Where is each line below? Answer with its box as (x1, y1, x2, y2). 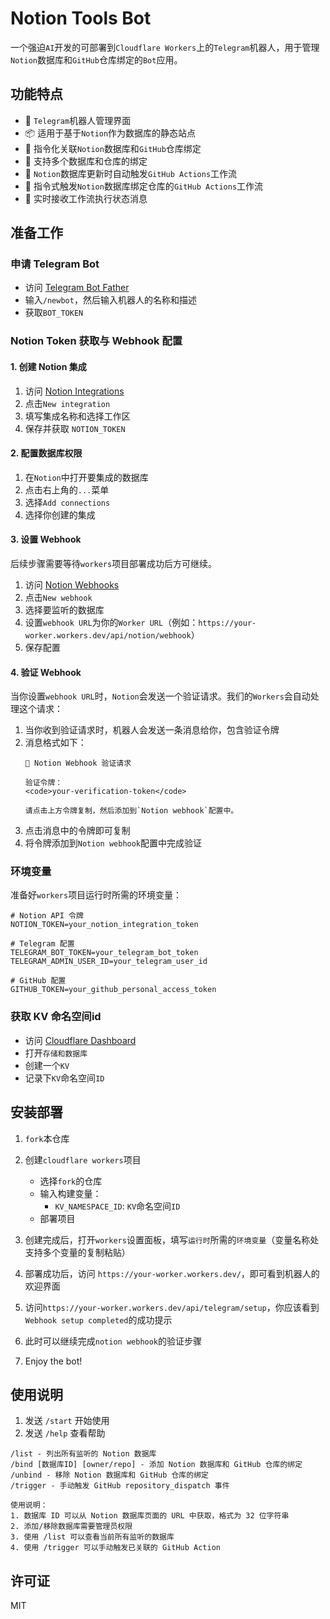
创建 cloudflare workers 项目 (24, 1153, 142, 1166)
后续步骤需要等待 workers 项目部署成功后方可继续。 (10, 557, 218, 569)
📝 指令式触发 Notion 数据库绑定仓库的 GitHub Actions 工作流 (24, 180, 264, 192)
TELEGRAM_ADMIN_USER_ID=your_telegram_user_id (10, 957, 208, 967)
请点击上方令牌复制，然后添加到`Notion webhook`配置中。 (24, 806, 239, 816)
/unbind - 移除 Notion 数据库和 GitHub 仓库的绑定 (10, 1470, 209, 1481)
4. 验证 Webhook (10, 666, 82, 678)
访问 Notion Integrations (24, 385, 125, 397)
